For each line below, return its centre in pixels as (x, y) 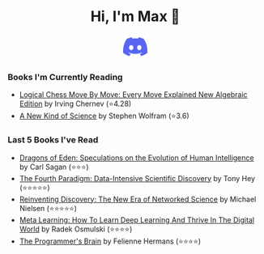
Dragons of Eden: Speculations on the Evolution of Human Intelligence (136, 158)
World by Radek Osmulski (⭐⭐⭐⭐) (76, 229)
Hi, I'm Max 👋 (135, 17)
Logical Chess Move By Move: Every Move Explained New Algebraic (133, 95)
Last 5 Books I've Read (53, 140)
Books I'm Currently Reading (65, 77)
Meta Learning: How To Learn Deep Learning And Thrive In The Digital (137, 220)
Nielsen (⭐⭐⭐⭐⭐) (48, 208)
